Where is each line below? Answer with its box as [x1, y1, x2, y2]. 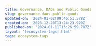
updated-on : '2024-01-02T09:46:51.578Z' [5, 16, 88, 21]
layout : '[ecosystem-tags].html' [5, 29, 72, 34]
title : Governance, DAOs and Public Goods [5, 7, 92, 12]
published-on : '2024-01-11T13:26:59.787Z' [5, 25, 92, 30]
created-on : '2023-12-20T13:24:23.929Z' [5, 20, 88, 25]
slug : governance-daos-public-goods [5, 11, 79, 16]
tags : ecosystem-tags [5, 34, 49, 39]
